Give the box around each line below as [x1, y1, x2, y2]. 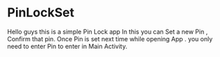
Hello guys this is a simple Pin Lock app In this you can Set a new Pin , [7, 27, 208, 36]
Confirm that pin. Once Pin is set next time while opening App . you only [7, 34, 213, 43]
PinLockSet [7, 5, 75, 21]
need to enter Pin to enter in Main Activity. [7, 42, 128, 50]
